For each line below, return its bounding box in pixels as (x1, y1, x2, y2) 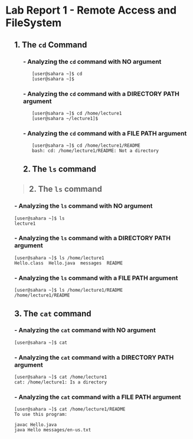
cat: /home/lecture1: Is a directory (14, 379, 107, 385)
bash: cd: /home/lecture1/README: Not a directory (31, 148, 159, 154)
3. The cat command (14, 308, 92, 318)
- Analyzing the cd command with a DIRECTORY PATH (22, 89, 179, 98)
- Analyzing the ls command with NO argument (14, 202, 153, 210)
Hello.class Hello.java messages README (14, 260, 123, 266)
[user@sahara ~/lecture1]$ (31, 116, 99, 122)
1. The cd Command (14, 40, 87, 50)
